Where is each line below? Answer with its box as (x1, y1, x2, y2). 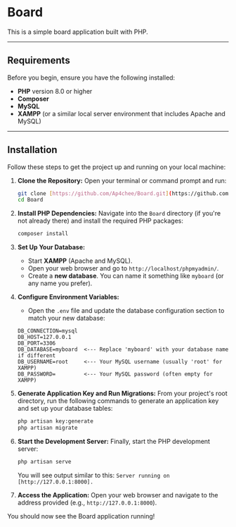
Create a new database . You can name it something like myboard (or (27, 272, 224, 280)
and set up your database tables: (17, 404, 113, 413)
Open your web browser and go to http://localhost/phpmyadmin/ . (27, 264, 219, 273)
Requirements (7, 54, 70, 67)
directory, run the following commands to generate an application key (17, 397, 219, 405)
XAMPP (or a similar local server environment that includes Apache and (17, 109, 226, 118)
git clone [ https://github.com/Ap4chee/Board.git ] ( (17, 190, 172, 197)
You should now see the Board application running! (7, 512, 155, 520)
